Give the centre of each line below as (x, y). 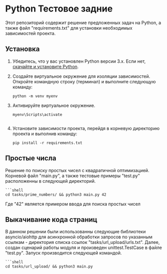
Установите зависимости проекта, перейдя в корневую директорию (86, 128)
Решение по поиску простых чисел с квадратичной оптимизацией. (77, 170)
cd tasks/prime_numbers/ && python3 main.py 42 (56, 194)
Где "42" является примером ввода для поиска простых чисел (73, 204)
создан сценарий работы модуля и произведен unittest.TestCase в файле (83, 248)
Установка (23, 49)
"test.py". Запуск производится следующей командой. (63, 253)
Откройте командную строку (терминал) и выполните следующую (84, 81)
